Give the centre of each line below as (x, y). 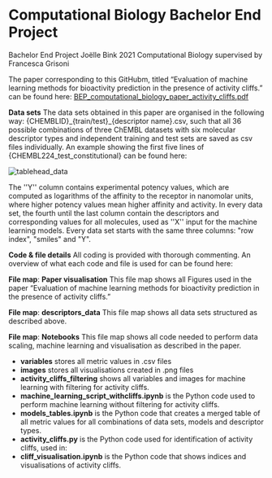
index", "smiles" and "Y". (50, 239)
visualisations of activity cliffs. (71, 465)
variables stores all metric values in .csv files (96, 361)
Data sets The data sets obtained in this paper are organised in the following (136, 112)
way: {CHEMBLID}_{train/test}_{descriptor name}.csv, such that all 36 (125, 121)
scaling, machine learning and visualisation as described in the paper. (125, 345)
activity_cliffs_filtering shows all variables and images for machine (133, 378)
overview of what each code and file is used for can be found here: (121, 263)
